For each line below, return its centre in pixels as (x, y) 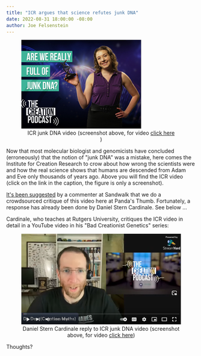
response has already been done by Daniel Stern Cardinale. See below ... (97, 207)
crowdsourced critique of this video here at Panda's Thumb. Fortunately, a (98, 201)
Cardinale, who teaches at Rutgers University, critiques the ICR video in (95, 219)
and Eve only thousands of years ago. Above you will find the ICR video (95, 177)
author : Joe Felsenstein (37, 25)
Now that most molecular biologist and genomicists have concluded (90, 151)
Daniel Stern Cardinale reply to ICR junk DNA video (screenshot (101, 329)
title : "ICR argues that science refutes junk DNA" (72, 13)
